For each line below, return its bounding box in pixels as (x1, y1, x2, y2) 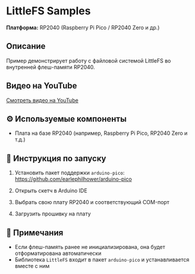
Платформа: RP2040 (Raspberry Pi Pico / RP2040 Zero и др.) (6, 24, 160, 31)
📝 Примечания (6, 227, 64, 238)
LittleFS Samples (6, 4, 91, 18)
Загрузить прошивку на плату (14, 210, 91, 217)
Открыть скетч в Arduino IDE (14, 187, 87, 195)
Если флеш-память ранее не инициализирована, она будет (14, 244, 165, 250)
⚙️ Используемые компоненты (6, 113, 127, 124)
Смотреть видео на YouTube (6, 97, 78, 104)
